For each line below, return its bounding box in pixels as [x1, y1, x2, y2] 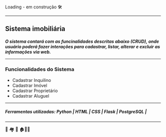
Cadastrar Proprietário [12, 88, 58, 94]
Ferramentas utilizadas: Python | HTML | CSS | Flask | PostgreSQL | [5, 109, 147, 115]
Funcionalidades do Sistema [5, 66, 75, 73]
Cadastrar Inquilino [12, 77, 51, 83]
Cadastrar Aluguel [12, 93, 49, 99]
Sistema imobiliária [5, 25, 66, 33]
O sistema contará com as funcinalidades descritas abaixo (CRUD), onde [5, 38, 160, 44]
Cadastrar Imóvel [12, 82, 47, 88]
